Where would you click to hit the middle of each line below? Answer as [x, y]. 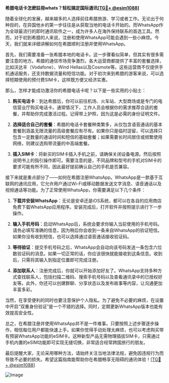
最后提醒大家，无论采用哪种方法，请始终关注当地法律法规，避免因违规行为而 [84, 353]
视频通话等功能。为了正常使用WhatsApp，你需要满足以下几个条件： [75, 190]
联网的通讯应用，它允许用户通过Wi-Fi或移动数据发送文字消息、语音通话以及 [83, 184]
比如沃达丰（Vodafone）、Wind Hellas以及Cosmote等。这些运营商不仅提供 [82, 67]
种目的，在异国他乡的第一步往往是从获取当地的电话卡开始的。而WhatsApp [82, 25]
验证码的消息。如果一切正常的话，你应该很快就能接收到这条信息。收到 [90, 253]
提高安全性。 [23, 313]
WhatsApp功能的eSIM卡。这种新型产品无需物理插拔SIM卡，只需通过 [89, 336]
